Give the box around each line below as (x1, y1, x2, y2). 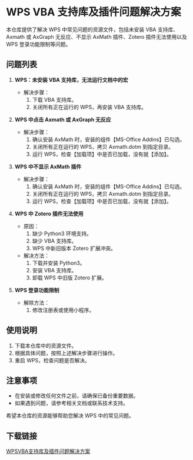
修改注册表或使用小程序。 (32, 306, 95, 314)
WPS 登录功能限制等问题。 (6, 41, 71, 48)
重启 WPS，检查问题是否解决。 (14, 356, 90, 364)
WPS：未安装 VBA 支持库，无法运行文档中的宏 (14, 76, 128, 83)
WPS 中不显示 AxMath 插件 (14, 163, 82, 170)
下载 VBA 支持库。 (32, 96, 77, 103)
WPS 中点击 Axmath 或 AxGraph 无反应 (14, 116, 111, 123)
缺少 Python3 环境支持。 (32, 230, 92, 237)
